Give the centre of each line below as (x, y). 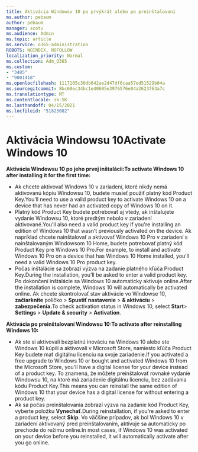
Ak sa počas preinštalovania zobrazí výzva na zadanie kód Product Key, (102, 405)
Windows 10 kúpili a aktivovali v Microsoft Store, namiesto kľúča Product (103, 348)
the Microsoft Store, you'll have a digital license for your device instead (101, 367)
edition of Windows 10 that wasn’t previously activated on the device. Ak (103, 231)
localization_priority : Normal (45, 56)
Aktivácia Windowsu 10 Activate (86, 140)
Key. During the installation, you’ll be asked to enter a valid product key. (101, 275)
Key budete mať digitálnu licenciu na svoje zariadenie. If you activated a (101, 355)
